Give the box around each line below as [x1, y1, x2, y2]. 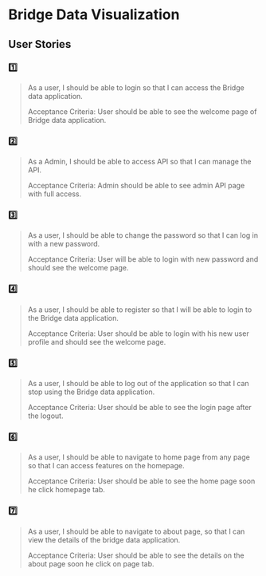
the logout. [27, 411, 64, 420]
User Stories [8, 37, 72, 51]
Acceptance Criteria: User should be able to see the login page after [27, 403, 252, 412]
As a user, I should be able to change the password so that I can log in [27, 231, 259, 240]
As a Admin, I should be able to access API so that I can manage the [27, 157, 252, 167]
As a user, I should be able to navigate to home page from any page [27, 452, 251, 462]
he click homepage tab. [27, 485, 106, 495]
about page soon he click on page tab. [27, 558, 155, 568]
